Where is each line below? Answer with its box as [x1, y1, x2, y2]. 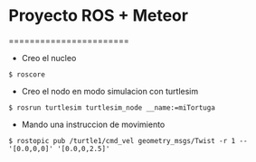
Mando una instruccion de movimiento [21, 119, 166, 130]
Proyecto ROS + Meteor [8, 5, 189, 26]
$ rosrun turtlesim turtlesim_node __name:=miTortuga [8, 103, 216, 112]
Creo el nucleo [21, 52, 77, 63]
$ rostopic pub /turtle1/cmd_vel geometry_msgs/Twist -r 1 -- [8, 136, 248, 145]
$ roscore [8, 69, 46, 79]
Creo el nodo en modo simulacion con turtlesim [21, 85, 199, 96]
